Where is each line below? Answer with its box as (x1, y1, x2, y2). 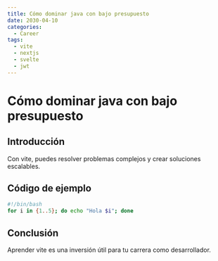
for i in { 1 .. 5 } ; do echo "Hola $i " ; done (7, 208, 134, 215)
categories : (7, 23, 42, 30)
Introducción (7, 136, 65, 148)
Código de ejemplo (7, 182, 91, 194)
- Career (13, 30, 39, 37)
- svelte (13, 56, 39, 63)
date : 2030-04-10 (7, 17, 58, 24)
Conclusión (7, 227, 59, 239)
